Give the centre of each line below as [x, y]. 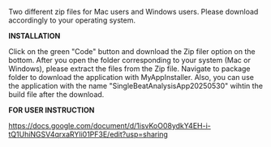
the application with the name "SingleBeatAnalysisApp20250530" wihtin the [136, 86]
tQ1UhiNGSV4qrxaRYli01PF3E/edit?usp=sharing [88, 134]
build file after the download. [56, 94]
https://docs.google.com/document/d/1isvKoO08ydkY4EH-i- [110, 126]
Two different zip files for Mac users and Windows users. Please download [133, 12]
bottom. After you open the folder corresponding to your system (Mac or [130, 60]
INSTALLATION [34, 36]
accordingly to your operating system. [72, 20]
